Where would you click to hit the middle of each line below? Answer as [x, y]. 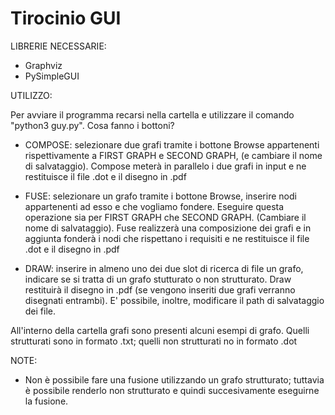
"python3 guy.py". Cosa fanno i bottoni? [92, 125]
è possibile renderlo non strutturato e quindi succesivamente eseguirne [172, 390]
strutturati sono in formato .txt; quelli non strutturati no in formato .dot [154, 341]
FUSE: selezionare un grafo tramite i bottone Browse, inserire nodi [160, 196]
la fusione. [46, 401]
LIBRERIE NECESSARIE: [58, 46]
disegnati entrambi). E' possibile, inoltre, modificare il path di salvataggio [174, 300]
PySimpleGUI [52, 76]
